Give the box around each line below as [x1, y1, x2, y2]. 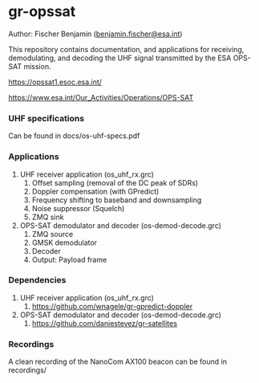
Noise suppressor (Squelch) [31, 203, 125, 213]
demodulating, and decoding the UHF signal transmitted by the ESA [8, 53, 232, 63]
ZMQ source [31, 229, 74, 238]
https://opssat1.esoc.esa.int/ [8, 77, 103, 87]
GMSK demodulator [31, 238, 98, 247]
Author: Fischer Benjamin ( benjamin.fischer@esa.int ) [8, 29, 183, 39]
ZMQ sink [31, 212, 64, 222]
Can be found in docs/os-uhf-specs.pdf [8, 131, 140, 141]
